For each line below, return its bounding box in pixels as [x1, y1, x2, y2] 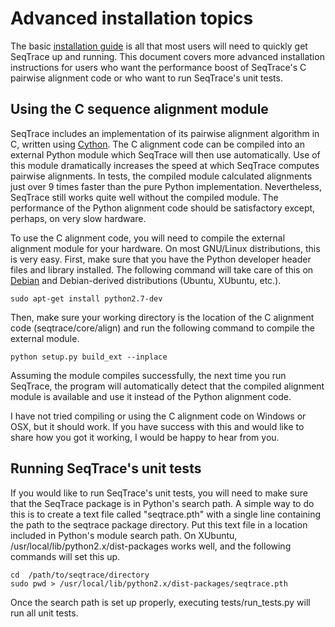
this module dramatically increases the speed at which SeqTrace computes [10, 159, 320, 171]
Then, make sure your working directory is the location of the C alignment [10, 311, 315, 323]
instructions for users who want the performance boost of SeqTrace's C [10, 61, 307, 73]
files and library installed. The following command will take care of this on [10, 263, 314, 276]
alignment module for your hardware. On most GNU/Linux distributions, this [10, 242, 321, 254]
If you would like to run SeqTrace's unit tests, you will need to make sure [10, 487, 308, 499]
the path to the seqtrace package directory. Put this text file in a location [10, 518, 308, 531]
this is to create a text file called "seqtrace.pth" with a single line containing [10, 508, 322, 520]
